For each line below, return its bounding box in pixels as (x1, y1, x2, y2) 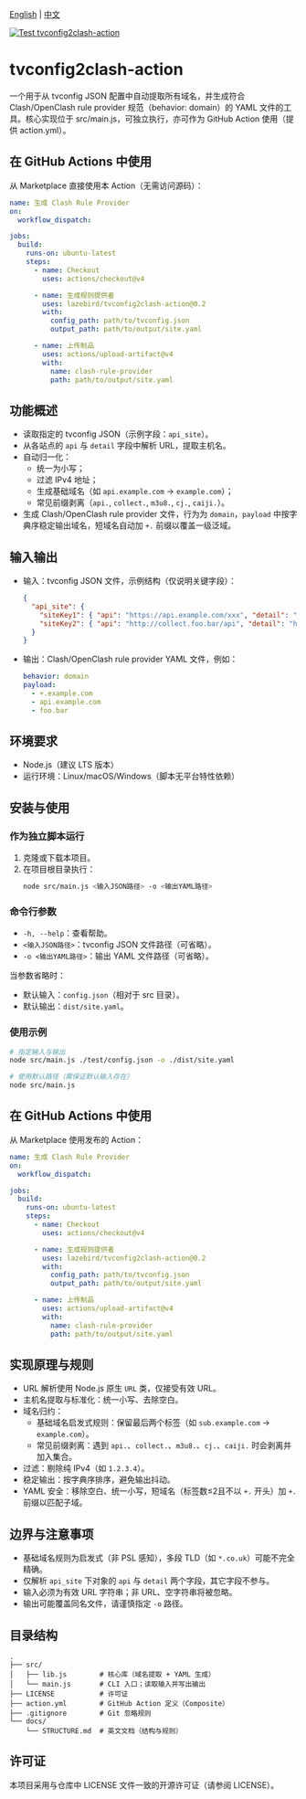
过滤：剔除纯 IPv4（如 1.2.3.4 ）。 (22, 1463, 150, 1474)
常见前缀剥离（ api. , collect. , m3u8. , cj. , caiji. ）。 (36, 497, 230, 508)
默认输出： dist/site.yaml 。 (22, 1000, 130, 1012)
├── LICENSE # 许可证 (9, 1689, 129, 1698)
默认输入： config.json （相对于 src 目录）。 (22, 989, 185, 1000)
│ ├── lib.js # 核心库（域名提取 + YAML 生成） (9, 1669, 216, 1679)
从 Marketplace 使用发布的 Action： (9, 1134, 144, 1145)
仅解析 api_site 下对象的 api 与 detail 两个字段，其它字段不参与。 (22, 1575, 275, 1586)
